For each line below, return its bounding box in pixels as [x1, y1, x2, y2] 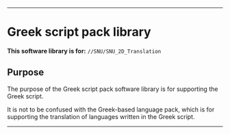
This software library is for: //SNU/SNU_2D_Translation [7, 46, 162, 55]
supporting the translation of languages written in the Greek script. [7, 112, 195, 120]
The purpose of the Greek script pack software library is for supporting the [7, 85, 218, 93]
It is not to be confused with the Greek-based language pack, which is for [7, 105, 215, 113]
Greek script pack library [7, 25, 152, 40]
